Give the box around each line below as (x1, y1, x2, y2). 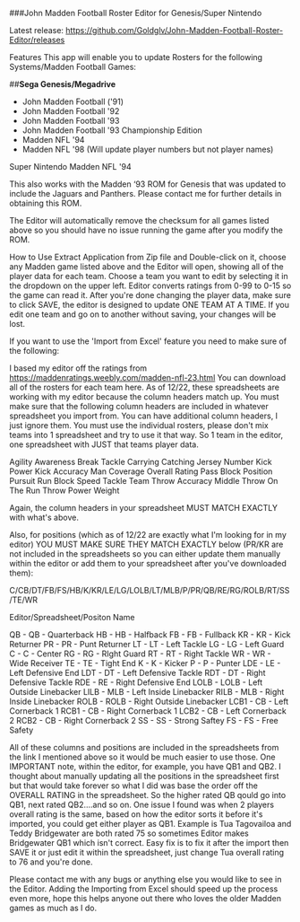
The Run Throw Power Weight (9, 485, 120, 496)
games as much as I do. (9, 902, 98, 913)
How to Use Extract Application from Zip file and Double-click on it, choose (9, 251, 287, 262)
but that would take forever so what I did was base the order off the (9, 780, 258, 791)
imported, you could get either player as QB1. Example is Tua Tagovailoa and (9, 819, 292, 829)
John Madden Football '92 (21, 106, 120, 116)
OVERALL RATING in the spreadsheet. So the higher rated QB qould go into (9, 790, 287, 800)
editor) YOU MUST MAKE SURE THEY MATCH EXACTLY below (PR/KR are (9, 539, 284, 549)
